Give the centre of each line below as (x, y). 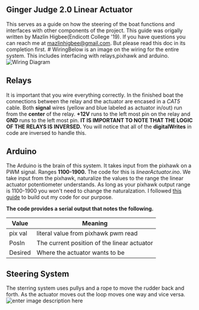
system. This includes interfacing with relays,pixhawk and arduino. (88, 55)
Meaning (95, 223)
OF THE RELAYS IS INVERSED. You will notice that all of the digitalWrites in (99, 126)
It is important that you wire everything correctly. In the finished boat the (95, 95)
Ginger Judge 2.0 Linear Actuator (70, 10)
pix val (18, 233)
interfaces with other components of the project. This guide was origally (94, 30)
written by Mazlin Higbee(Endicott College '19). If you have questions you (96, 37)
